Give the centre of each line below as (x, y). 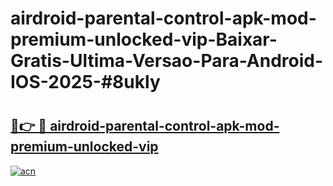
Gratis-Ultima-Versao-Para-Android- (167, 61)
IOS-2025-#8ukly (85, 82)
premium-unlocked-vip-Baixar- (144, 39)
